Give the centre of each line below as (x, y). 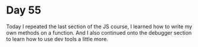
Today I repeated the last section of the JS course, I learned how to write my (99, 26)
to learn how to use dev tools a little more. (57, 39)
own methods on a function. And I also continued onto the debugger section (99, 32)
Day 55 (24, 10)
